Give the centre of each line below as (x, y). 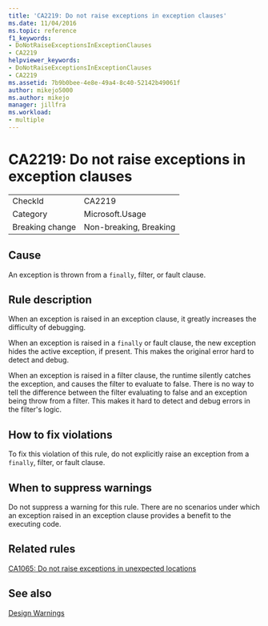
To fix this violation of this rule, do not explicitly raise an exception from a (129, 454)
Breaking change (44, 227)
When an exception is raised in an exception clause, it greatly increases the (132, 319)
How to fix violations (60, 434)
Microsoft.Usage (115, 214)
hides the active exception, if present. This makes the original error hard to (131, 351)
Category (30, 214)
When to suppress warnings (80, 488)
